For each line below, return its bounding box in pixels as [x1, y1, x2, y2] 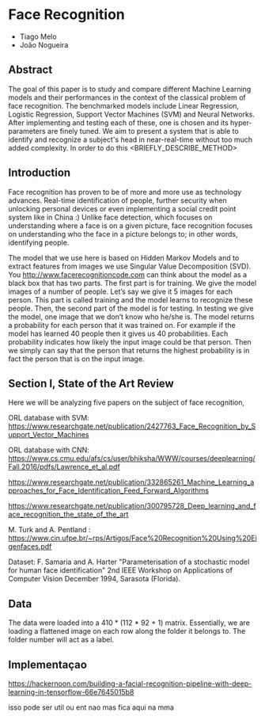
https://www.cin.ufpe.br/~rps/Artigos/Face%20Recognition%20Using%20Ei [8, 533, 257, 543]
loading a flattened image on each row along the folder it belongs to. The [8, 627, 246, 636]
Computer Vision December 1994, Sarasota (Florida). [8, 574, 180, 584]
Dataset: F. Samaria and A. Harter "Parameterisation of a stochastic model [8, 557, 250, 567]
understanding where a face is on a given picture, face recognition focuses [8, 220, 253, 230]
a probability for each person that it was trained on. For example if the [8, 320, 236, 330]
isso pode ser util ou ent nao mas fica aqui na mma [8, 703, 174, 712]
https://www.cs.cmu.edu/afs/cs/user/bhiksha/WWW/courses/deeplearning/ [8, 454, 256, 463]
